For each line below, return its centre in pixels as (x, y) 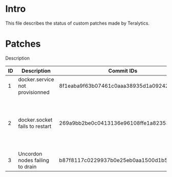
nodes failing (34, 160)
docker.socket (35, 120)
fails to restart (35, 126)
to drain (27, 166)
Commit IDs (123, 71)
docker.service (36, 79)
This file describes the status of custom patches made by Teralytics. (78, 23)
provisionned (34, 92)
